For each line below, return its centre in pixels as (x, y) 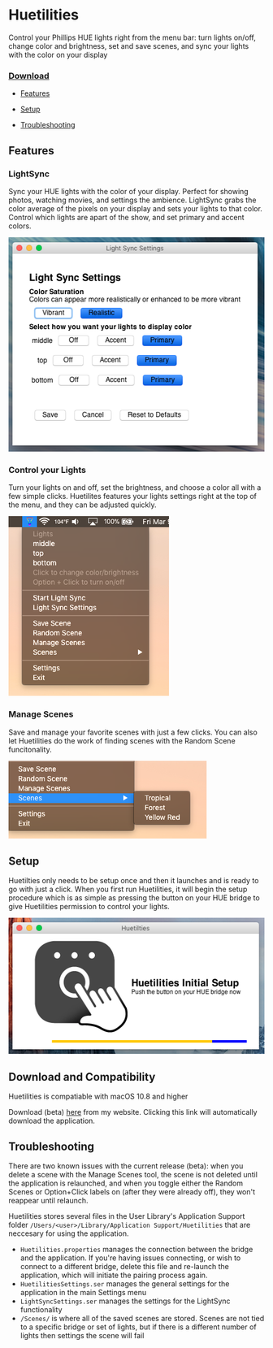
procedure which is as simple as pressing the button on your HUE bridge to (134, 898)
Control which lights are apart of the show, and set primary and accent (127, 217)
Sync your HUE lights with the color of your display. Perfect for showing (129, 191)
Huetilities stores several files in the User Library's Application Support (127, 1216)
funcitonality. (30, 749)
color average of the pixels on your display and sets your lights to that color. (135, 208)
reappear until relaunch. (48, 1200)
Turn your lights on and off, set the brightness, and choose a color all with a (135, 488)
